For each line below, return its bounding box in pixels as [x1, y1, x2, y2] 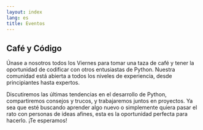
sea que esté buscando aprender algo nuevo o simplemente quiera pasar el [6, 104, 197, 111]
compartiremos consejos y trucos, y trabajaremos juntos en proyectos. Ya [6, 97, 193, 105]
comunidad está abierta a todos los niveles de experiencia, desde [6, 72, 173, 80]
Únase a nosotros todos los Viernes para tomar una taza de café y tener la [6, 59, 194, 67]
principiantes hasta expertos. [6, 79, 80, 86]
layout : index [6, 9, 43, 15]
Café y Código [6, 43, 63, 53]
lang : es [6, 15, 29, 21]
